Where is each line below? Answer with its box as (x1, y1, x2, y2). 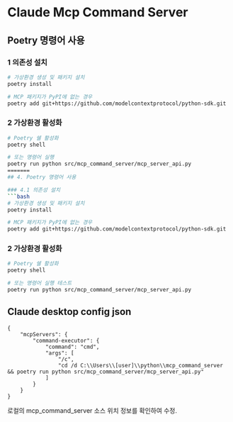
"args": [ (45, 349, 74, 357)
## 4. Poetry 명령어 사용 (7, 174, 76, 181)
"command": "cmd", (45, 343, 100, 350)
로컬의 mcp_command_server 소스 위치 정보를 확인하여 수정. (7, 406, 178, 415)
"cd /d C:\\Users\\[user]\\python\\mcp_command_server (57, 362, 223, 369)
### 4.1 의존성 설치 (7, 186, 61, 194)
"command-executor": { (33, 337, 100, 344)
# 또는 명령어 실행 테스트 (7, 279, 72, 287)
